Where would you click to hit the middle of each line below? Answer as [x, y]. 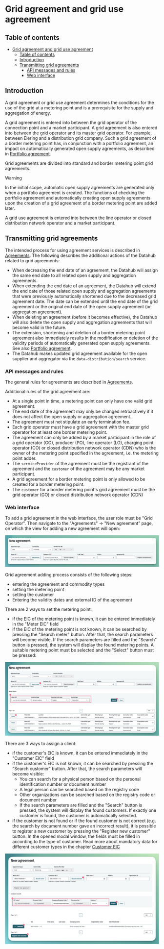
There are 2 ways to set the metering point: [49, 609]
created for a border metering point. [48, 484]
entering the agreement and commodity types [58, 584]
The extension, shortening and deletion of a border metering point [79, 332]
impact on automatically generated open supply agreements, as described [80, 149]
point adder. [24, 458]
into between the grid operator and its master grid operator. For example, [79, 133]
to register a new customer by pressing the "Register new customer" [81, 831]
